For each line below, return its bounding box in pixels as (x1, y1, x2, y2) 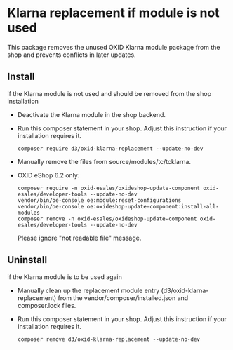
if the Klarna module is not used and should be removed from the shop (7, 89, 212, 97)
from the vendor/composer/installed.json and (58, 293, 189, 302)
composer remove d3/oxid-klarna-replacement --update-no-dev (17, 335, 201, 343)
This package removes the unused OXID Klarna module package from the (7, 43, 220, 51)
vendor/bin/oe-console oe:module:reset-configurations (17, 196, 182, 204)
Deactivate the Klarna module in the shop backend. (17, 110, 166, 119)
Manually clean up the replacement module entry (17, 286, 160, 295)
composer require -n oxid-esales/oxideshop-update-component (17, 184, 201, 191)
